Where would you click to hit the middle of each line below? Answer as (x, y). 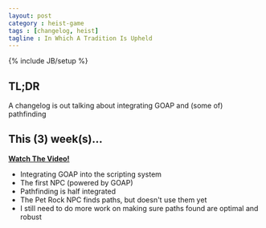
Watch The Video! (39, 158)
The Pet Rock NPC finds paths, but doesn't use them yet (113, 199)
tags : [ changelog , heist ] (53, 31)
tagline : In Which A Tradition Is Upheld (80, 38)
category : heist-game (46, 23)
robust (31, 217)
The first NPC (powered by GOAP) (76, 182)
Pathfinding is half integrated (68, 191)
